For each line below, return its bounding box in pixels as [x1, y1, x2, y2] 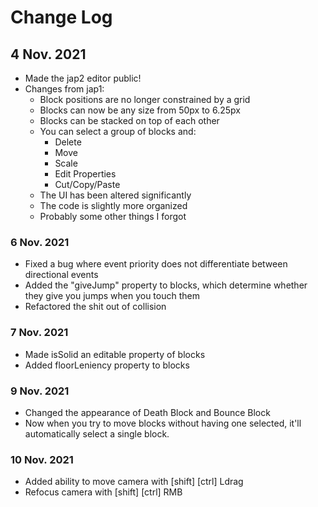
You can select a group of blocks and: [39, 126, 197, 137]
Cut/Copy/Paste [54, 179, 121, 190]
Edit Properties [54, 168, 117, 180]
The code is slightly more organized [39, 200, 188, 211]
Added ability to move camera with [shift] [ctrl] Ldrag [24, 476, 244, 488]
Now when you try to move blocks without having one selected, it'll [24, 417, 302, 429]
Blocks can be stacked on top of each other [39, 115, 220, 126]
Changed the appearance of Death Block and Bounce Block [24, 406, 271, 418]
